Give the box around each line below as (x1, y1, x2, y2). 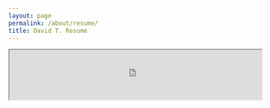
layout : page (8, 11, 52, 20)
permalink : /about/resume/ (8, 19, 99, 27)
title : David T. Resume (8, 26, 88, 34)
